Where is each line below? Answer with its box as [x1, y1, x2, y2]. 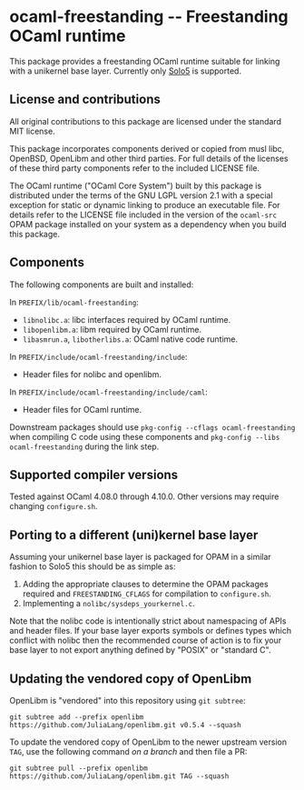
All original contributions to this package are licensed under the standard [9, 115, 281, 126]
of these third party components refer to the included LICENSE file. [9, 162, 260, 174]
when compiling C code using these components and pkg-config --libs [9, 431, 280, 442]
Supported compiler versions [9, 466, 179, 483]
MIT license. [9, 125, 56, 136]
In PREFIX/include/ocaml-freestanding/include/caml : [9, 386, 209, 397]
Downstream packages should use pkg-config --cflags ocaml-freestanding [9, 421, 296, 433]
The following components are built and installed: [9, 279, 194, 290]
